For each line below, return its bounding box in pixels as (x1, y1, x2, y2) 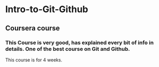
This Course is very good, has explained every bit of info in (5, 39, 154, 46)
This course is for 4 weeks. (5, 57, 63, 63)
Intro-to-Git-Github (5, 4, 88, 15)
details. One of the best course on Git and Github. (5, 45, 130, 52)
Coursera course (5, 24, 60, 32)
